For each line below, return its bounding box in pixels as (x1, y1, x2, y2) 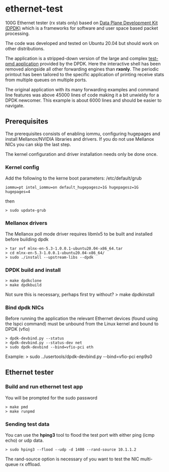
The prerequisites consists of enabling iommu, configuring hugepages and (5, 131, 160, 137)
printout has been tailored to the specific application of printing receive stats (5, 71, 164, 77)
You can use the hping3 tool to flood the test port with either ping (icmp (5, 432, 155, 438)
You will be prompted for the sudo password (5, 394, 97, 401)
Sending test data (5, 421, 49, 428)
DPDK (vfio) (5, 326, 30, 332)
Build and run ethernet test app (5, 383, 83, 390)
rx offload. (19, 461, 41, 467)
